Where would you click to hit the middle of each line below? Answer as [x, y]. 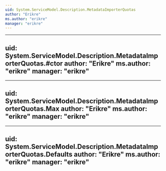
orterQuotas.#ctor [34, 63]
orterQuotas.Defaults [39, 154]
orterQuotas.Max [32, 109]
